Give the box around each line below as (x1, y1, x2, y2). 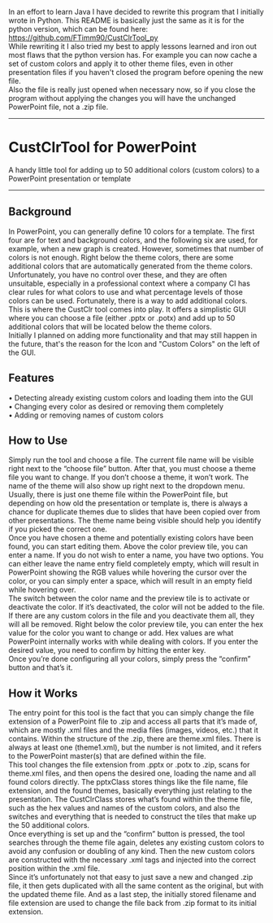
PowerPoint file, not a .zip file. (8, 102, 109, 112)
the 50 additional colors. (8, 820, 90, 830)
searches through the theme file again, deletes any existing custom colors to (8, 838, 265, 847)
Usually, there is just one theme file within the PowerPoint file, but (8, 490, 228, 500)
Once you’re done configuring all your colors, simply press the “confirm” (8, 654, 251, 664)
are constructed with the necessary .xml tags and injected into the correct (8, 855, 257, 865)
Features (8, 371, 54, 385)
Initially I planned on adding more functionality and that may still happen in (8, 330, 258, 340)
